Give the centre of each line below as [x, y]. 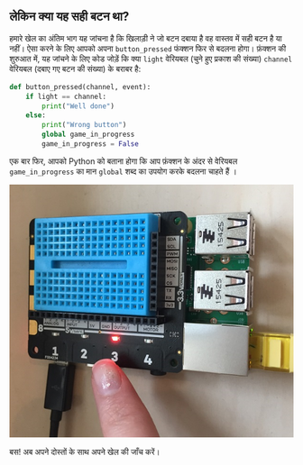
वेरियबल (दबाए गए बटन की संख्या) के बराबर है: [75, 68]
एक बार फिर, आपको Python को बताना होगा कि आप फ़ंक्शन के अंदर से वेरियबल [124, 161]
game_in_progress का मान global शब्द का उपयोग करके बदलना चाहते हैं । [123, 171]
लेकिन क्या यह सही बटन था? [69, 17]
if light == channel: [66, 96]
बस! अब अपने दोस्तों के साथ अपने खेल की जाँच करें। [85, 452]
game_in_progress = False [91, 144]
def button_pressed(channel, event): [80, 87]
